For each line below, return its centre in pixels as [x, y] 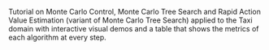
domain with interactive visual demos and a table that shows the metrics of [134, 29]
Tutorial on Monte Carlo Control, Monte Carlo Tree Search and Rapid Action [135, 12]
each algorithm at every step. [58, 37]
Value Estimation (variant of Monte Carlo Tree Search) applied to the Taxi [131, 20]
